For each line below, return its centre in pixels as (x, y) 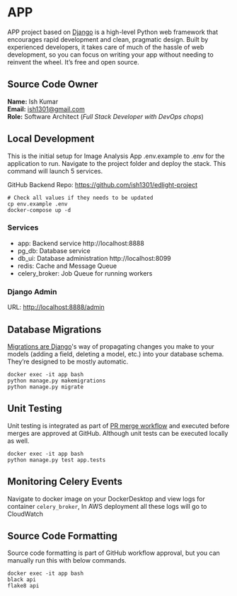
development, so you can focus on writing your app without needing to (110, 55)
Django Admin (32, 291)
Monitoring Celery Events (65, 482)
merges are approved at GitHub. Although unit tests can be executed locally (118, 433)
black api (22, 580)
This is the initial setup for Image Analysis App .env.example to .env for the (116, 156)
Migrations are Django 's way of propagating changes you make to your (111, 346)
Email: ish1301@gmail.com (46, 109)
